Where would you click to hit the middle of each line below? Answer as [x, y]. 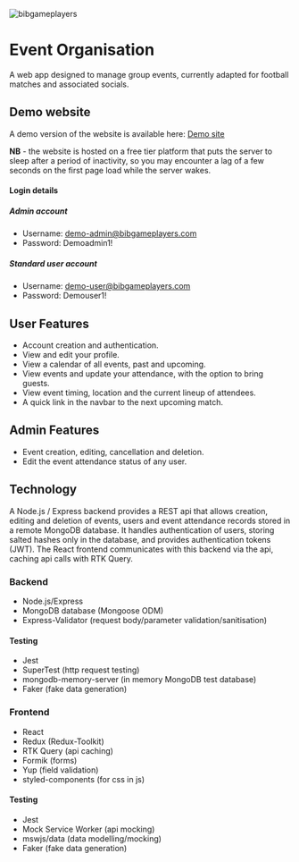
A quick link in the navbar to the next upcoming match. [122, 402]
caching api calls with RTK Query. [71, 558]
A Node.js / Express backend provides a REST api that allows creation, [139, 511]
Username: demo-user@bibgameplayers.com [106, 286]
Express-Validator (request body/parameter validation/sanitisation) [145, 621]
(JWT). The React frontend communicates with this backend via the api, [141, 549]
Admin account [39, 211]
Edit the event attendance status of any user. [104, 461]
